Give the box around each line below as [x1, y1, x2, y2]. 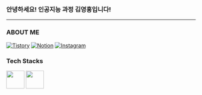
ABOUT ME [6, 28, 40, 36]
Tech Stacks [6, 57, 43, 65]
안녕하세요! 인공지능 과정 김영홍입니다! [6, 5, 111, 13]
